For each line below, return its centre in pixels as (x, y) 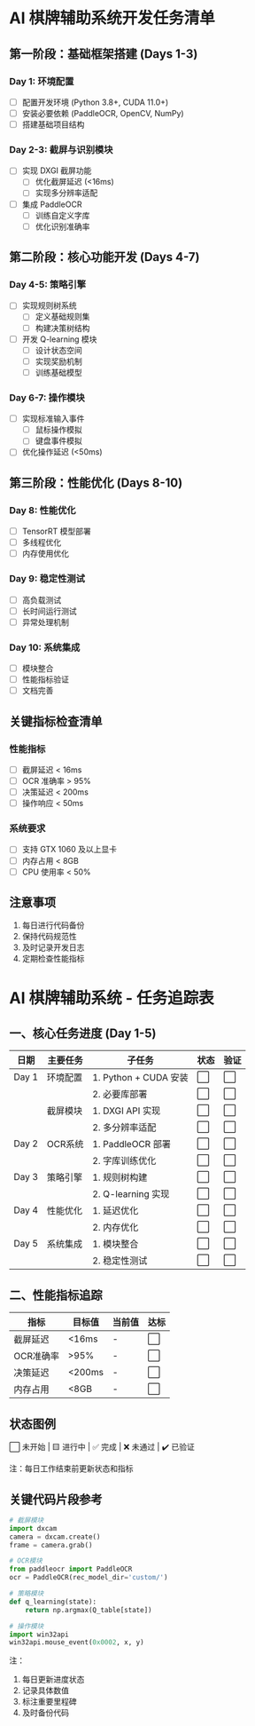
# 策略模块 (27, 1594)
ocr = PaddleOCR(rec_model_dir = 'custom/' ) (89, 1578)
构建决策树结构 (62, 328)
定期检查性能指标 (53, 959)
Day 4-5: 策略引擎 (48, 285)
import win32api (39, 1635)
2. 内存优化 (116, 1228)
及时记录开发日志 (53, 947)
